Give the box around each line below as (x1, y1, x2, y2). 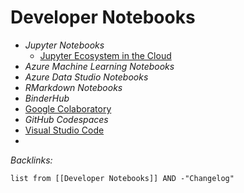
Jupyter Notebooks (24, 39, 105, 51)
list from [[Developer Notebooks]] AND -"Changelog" (10, 173, 235, 183)
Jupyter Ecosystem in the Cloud (39, 49, 172, 61)
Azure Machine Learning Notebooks (24, 60, 175, 72)
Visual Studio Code (24, 124, 105, 136)
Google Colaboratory (24, 102, 112, 115)
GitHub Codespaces (24, 113, 109, 125)
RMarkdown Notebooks (24, 81, 123, 93)
